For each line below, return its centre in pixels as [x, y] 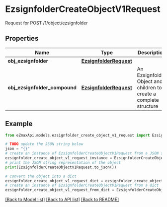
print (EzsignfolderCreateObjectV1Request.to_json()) [61, 167]
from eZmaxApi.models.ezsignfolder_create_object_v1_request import [78, 135]
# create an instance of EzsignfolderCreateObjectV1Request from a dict [82, 185]
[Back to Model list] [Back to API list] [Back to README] [62, 200]
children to [149, 87]
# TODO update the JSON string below [44, 144]
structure [148, 106]
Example [19, 124]
